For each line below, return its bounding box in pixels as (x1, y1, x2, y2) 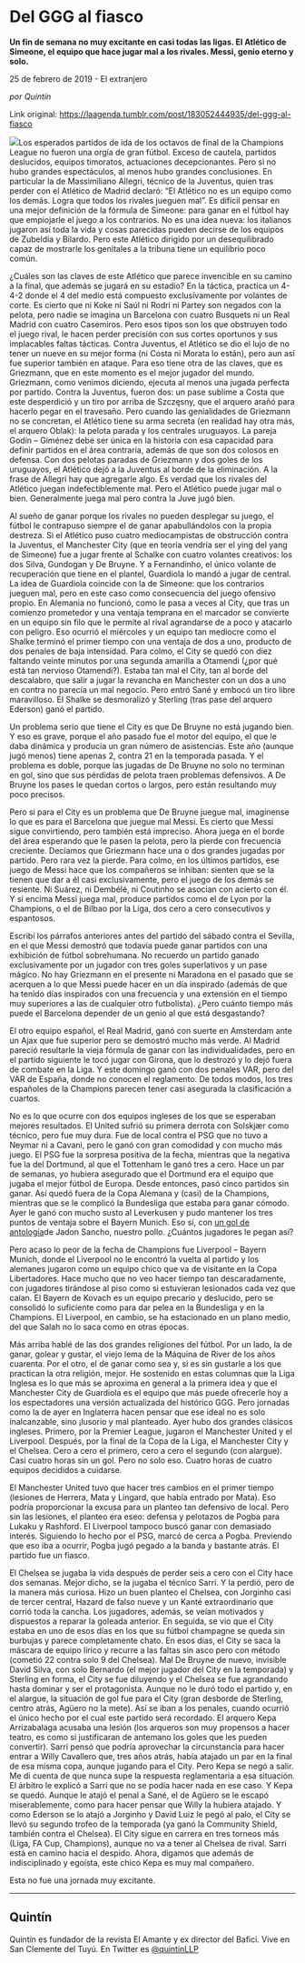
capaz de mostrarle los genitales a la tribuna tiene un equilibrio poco (9, 243, 266, 254)
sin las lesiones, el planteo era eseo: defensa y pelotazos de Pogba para (9, 1511, 280, 1522)
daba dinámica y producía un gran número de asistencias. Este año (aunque (9, 740, 294, 751)
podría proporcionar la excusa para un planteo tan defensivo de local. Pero (9, 1501, 289, 1512)
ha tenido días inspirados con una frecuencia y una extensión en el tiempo (9, 988, 288, 999)
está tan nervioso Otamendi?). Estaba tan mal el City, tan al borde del (9, 665, 269, 676)
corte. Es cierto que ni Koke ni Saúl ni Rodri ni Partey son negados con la (9, 299, 281, 310)
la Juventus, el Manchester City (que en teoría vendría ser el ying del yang (9, 539, 288, 550)
